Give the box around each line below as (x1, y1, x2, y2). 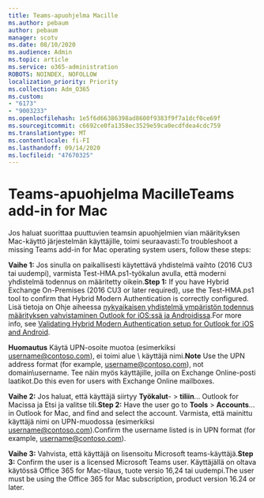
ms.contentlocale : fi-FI (8, 136, 90, 145)
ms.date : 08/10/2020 (8, 41, 77, 49)
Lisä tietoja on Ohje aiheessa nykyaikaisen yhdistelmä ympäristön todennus (8, 302, 255, 312)
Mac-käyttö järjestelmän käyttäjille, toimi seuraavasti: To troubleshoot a (8, 236, 239, 246)
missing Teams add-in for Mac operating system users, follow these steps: (8, 245, 251, 255)
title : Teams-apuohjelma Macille (8, 11, 119, 20)
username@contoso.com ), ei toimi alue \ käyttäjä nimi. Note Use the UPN (8, 351, 245, 360)
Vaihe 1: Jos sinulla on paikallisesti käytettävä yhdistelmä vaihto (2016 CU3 (8, 260, 253, 270)
